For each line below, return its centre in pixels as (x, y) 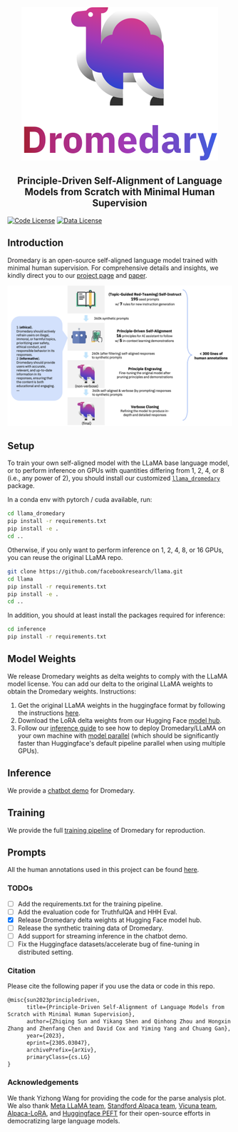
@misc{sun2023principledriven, (54, 1000)
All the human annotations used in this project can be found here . (103, 870)
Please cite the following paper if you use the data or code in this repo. (111, 986)
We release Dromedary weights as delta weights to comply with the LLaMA (118, 676)
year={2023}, (46, 1036)
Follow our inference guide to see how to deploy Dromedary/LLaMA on (121, 728)
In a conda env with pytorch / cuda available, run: (80, 500)
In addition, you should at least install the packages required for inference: (117, 615)
